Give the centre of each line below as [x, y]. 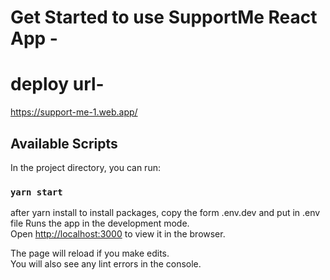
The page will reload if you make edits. [90, 253]
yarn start [36, 192]
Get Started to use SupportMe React [164, 17]
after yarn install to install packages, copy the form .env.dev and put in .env [165, 213]
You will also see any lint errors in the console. [106, 264]
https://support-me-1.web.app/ [74, 112]
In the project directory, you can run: [85, 167]
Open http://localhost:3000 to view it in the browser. [118, 234]
